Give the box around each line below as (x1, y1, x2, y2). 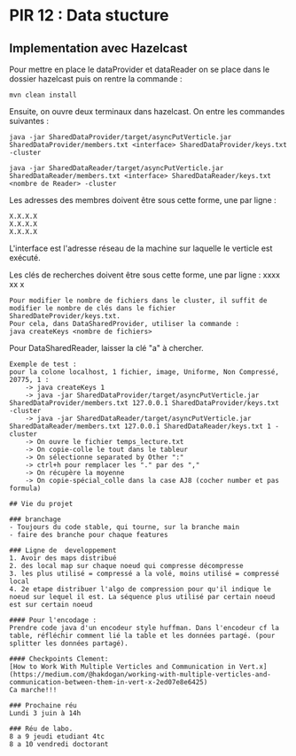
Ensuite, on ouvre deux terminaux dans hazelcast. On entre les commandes (9, 106, 285, 116)
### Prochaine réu (9, 701, 77, 710)
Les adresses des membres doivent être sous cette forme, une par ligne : (9, 195, 277, 205)
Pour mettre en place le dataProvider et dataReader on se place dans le (9, 64, 270, 74)
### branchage (9, 515, 62, 524)
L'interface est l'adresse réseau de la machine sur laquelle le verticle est (9, 243, 273, 253)
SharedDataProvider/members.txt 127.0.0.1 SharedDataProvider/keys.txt (9, 399, 279, 408)
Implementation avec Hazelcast (9, 41, 188, 56)
